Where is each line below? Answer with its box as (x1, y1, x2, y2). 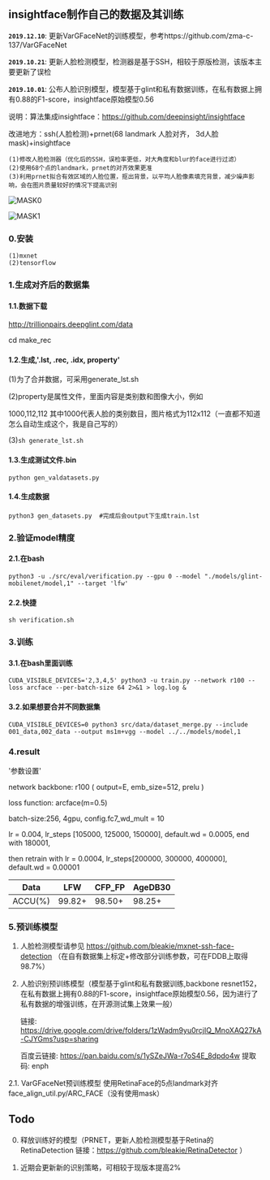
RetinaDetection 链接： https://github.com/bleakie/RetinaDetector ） (19, 1145, 247, 1155)
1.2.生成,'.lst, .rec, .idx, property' (8, 354, 120, 364)
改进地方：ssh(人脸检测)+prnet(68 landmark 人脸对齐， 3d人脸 (8, 128, 219, 138)
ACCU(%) (12, 895, 50, 906)
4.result (8, 746, 41, 757)
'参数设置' (8, 766, 42, 775)
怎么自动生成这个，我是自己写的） (8, 419, 122, 429)
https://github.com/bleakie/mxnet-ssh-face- (86, 941, 235, 951)
